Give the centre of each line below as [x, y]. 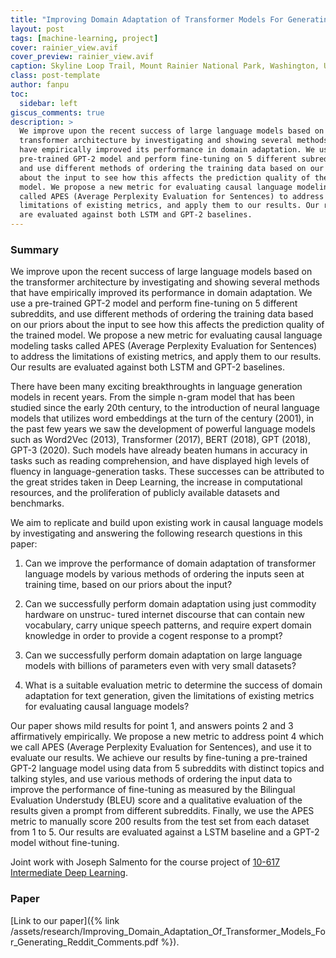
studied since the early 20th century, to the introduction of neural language [165, 408]
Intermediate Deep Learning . [69, 873]
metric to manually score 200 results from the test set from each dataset [160, 822]
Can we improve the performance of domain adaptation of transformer [170, 563]
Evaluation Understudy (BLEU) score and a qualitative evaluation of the [156, 800]
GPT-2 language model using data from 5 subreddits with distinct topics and [167, 768]
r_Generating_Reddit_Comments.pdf [84, 942]
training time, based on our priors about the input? [128, 585]
